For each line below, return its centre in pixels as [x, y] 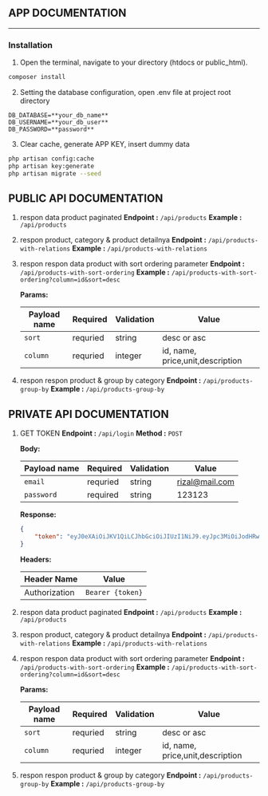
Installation [31, 45]
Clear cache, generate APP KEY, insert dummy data [104, 144]
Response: [38, 514]
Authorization [49, 592]
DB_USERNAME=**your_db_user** [59, 122]
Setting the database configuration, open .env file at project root [125, 92]
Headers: [35, 559]
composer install [37, 77]
